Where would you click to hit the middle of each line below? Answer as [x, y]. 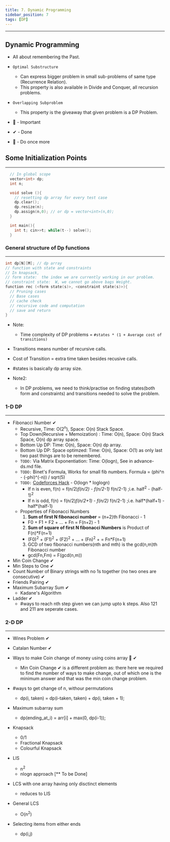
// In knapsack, [22, 273]
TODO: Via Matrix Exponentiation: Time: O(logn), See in [76, 461]
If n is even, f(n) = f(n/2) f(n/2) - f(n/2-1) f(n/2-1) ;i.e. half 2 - [89, 488]
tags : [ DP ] [17, 19]
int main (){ [23, 225]
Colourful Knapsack [41, 748]
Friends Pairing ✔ [31, 582]
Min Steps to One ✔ [33, 566]
